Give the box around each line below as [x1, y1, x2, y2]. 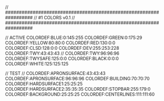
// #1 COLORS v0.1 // [34, 15, 75, 20]
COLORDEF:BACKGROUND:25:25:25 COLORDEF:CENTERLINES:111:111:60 [5, 91, 155, 97]
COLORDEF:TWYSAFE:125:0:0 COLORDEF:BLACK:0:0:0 [5, 56, 119, 61]
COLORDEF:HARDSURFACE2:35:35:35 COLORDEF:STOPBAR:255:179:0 [5, 86, 151, 92]
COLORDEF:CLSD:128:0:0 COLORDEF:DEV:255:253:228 [5, 45, 119, 51]
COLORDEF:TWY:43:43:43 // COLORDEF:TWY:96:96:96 [5, 50, 120, 56]
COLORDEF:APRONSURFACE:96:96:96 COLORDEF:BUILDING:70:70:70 [5, 76, 150, 81]
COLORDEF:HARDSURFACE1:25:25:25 [5, 81, 83, 87]
